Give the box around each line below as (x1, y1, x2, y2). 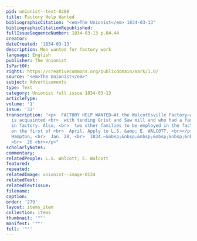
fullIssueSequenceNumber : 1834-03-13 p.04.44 (6, 30, 119, 36)
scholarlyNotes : (6, 144, 46, 150)
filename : (6, 188, 30, 194)
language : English (6, 52, 51, 58)
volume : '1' (6, 101, 35, 107)
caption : (6, 194, 28, 199)
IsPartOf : (6, 63, 30, 69)
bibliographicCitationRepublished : (6, 25, 93, 31)
